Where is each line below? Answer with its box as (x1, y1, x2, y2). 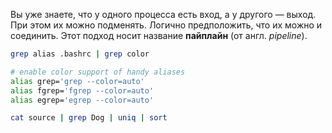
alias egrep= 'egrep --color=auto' (10, 95, 155, 105)
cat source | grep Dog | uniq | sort (10, 113, 168, 123)
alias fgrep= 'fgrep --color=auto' (10, 85, 155, 96)
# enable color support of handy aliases (10, 67, 186, 77)
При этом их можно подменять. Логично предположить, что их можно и (10, 19, 323, 31)
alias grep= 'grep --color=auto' (10, 76, 145, 86)
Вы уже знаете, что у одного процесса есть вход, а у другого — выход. (10, 9, 317, 20)
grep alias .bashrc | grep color (10, 49, 150, 59)
